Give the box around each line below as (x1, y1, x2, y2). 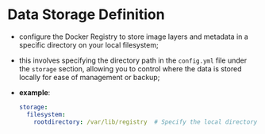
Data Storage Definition (7, 6, 165, 24)
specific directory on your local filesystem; (18, 40, 159, 49)
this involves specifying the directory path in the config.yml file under (18, 56, 248, 65)
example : (18, 87, 51, 97)
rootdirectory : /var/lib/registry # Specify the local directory (33, 117, 258, 126)
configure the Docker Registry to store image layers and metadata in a (18, 32, 249, 41)
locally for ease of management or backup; (18, 72, 160, 82)
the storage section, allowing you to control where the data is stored (18, 63, 242, 73)
